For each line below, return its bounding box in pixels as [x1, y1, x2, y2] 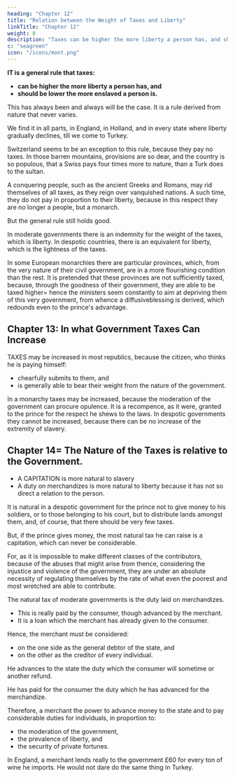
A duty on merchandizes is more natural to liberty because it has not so [17, 482, 224, 490]
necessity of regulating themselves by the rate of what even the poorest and [7, 574, 227, 582]
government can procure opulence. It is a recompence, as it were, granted [7, 402, 222, 410]
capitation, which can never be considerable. [7, 538, 137, 547]
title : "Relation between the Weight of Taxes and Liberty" [7, 17, 187, 24]
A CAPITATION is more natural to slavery [17, 474, 135, 482]
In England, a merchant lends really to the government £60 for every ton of [7, 756, 223, 764]
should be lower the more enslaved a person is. [17, 89, 158, 98]
